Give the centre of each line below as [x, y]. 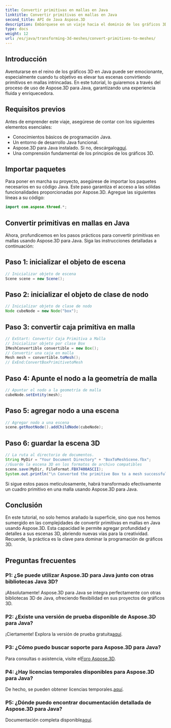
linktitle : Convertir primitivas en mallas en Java [61, 15]
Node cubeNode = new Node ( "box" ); [42, 311]
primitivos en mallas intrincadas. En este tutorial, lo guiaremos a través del [83, 82]
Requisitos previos [35, 110]
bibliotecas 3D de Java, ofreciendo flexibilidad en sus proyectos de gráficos [85, 598]
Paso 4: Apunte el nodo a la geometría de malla [81, 378]
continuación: [20, 246]
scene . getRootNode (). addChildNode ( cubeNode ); [54, 427]
